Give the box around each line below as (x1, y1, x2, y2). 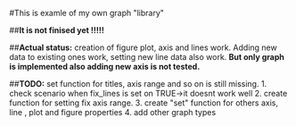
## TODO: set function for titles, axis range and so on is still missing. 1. (9, 79, 267, 88)
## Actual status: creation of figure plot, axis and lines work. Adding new (9, 42, 278, 53)
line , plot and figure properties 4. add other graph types (9, 107, 217, 117)
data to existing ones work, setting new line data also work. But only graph (9, 52, 285, 62)
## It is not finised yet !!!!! (9, 25, 104, 35)
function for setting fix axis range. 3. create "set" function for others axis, (9, 97, 279, 108)
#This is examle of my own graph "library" (9, 8, 165, 18)
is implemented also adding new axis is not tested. (9, 62, 201, 71)
